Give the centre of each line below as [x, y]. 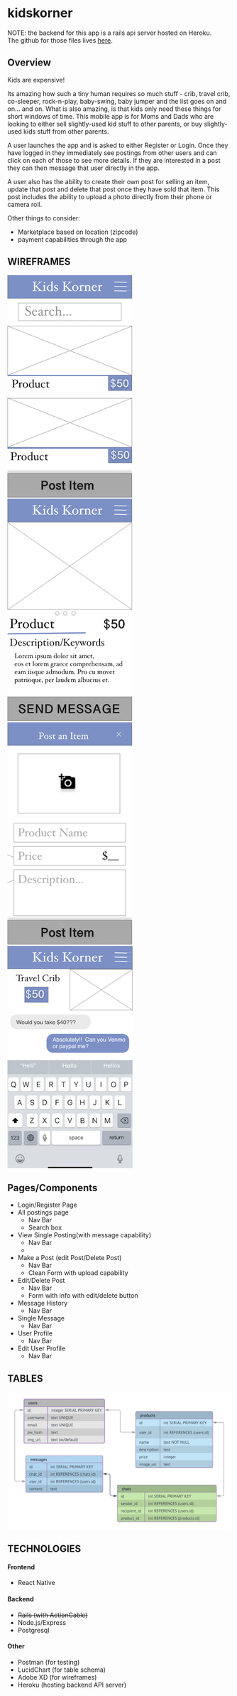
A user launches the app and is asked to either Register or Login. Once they [118, 145]
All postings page [43, 1212]
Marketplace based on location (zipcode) [78, 232]
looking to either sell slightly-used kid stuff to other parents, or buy [105, 124]
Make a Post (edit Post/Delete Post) [70, 1258]
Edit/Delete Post [41, 1281]
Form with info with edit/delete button [83, 1296]
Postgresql [33, 1630]
